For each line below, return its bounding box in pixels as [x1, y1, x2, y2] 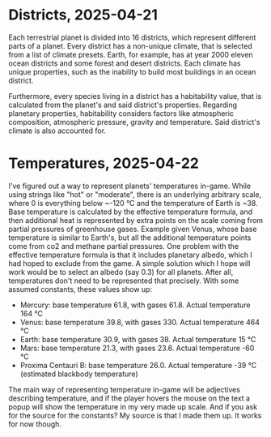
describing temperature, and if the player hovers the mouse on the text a [8, 393, 251, 403]
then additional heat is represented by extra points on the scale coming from [8, 215, 264, 225]
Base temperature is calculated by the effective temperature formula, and [8, 207, 253, 216]
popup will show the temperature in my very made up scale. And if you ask [8, 401, 257, 411]
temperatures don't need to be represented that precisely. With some [8, 276, 239, 285]
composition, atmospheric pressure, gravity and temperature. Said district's [8, 117, 260, 126]
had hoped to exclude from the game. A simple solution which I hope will [8, 258, 251, 268]
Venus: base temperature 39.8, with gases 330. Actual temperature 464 [19, 317, 260, 327]
